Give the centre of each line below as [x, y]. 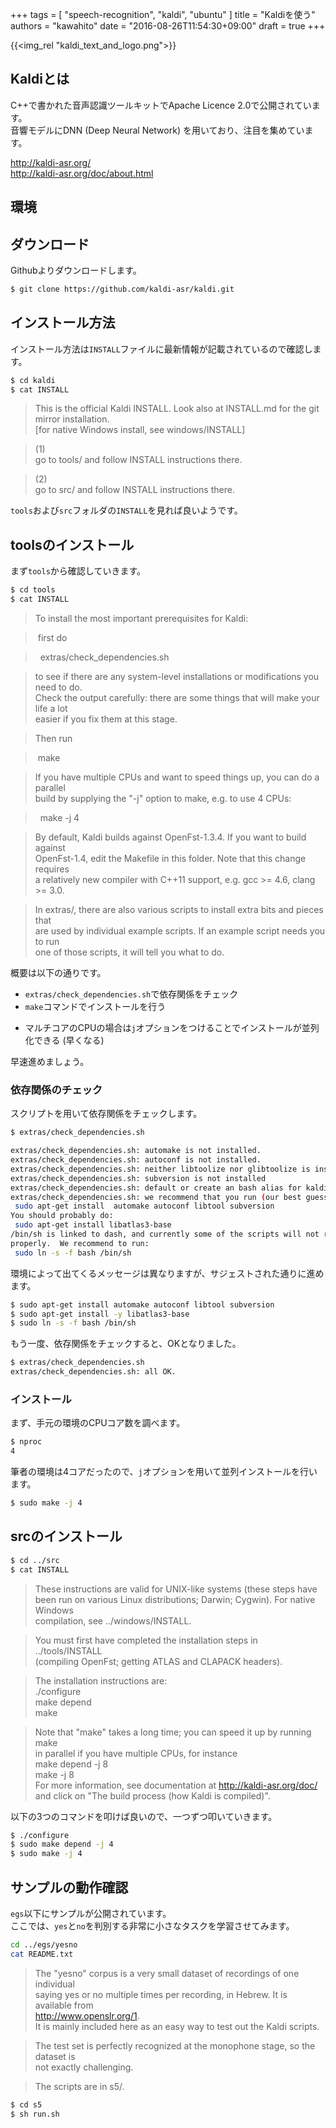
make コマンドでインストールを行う [95, 1007]
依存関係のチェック [56, 1090]
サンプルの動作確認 [69, 1887]
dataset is [55, 2056]
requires [52, 869]
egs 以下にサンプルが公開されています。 [91, 1913]
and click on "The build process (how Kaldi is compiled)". [152, 1795]
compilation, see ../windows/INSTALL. [113, 1620]
